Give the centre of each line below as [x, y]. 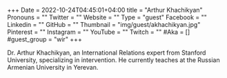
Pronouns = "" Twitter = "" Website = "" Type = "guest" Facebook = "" [107, 17]
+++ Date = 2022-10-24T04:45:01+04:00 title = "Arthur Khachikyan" [105, 10]
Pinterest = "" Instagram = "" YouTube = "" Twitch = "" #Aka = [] [99, 32]
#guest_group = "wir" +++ [45, 39]
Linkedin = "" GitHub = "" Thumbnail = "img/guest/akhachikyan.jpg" [104, 25]
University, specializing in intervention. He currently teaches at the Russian [113, 60]
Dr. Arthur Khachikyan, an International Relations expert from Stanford [107, 52]
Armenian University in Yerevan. [53, 67]
